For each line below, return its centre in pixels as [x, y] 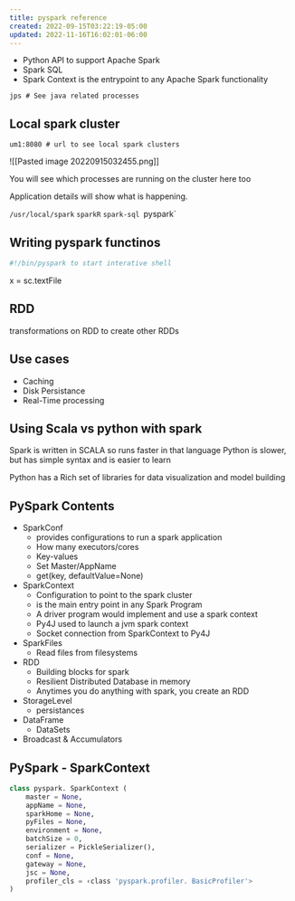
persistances [60, 710]
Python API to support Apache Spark [91, 61]
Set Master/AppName [76, 566]
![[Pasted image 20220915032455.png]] [85, 161]
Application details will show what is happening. [99, 196]
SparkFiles [43, 643]
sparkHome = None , [60, 814]
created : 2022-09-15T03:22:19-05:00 [78, 26]
